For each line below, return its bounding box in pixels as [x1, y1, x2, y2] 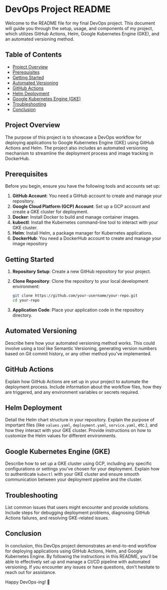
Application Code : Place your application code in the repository [12, 307, 144, 313]
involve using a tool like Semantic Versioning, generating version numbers [5, 345, 157, 351]
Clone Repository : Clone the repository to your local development [12, 278, 149, 284]
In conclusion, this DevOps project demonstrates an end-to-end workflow [5, 542, 157, 548]
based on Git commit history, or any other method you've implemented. [5, 350, 152, 356]
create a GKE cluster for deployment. [12, 209, 89, 215]
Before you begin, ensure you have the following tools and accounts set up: [5, 183, 161, 189]
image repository [12, 241, 48, 247]
